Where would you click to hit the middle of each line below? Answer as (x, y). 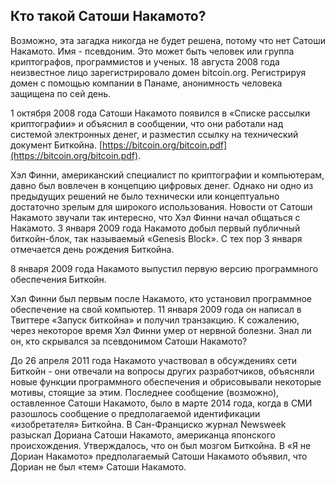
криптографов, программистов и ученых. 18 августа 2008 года (145, 61)
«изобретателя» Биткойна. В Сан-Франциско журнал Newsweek (148, 424)
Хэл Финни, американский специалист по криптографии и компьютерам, (167, 175)
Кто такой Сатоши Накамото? (108, 16)
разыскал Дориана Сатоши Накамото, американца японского (143, 435)
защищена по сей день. (61, 93)
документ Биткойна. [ (56, 145)
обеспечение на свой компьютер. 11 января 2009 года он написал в (156, 309)
